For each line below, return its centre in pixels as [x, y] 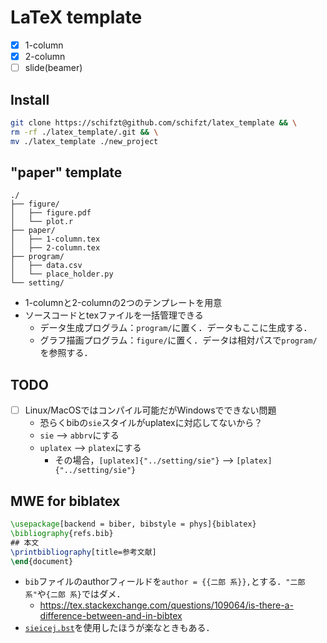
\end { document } [42, 561]
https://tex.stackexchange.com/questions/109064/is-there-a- [166, 605]
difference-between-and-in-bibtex [111, 616]
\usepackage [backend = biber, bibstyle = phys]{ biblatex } [133, 524]
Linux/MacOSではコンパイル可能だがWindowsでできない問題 [150, 410]
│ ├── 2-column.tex [55, 248]
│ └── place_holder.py [62, 274]
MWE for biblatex [65, 501]
